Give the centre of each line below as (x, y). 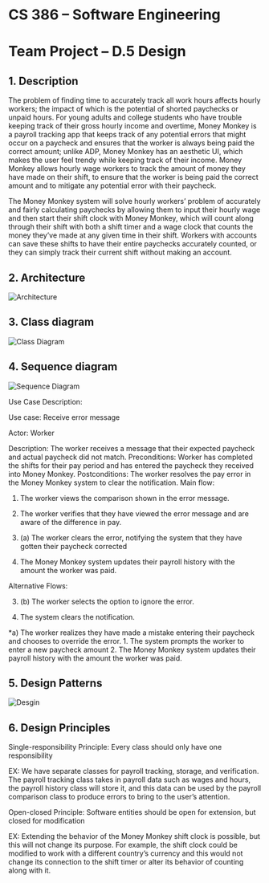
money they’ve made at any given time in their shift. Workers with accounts (132, 235)
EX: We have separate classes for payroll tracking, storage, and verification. (134, 771)
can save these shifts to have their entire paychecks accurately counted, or (132, 244)
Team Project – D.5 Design (97, 52)
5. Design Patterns (55, 684)
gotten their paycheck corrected (73, 546)
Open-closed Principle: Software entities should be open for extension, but (132, 812)
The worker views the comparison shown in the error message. (125, 498)
